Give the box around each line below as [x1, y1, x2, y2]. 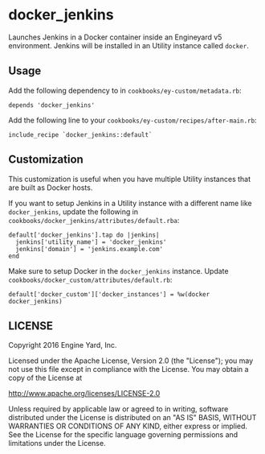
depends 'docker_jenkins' [8, 101, 95, 109]
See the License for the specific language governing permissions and [8, 430, 238, 440]
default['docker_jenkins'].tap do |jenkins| [8, 231, 160, 239]
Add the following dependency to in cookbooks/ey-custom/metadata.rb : [8, 85, 243, 95]
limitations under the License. [8, 439, 106, 448]
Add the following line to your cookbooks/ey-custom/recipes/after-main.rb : [8, 115, 257, 125]
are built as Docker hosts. [8, 183, 93, 192]
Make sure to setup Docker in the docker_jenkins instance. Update [8, 266, 229, 275]
